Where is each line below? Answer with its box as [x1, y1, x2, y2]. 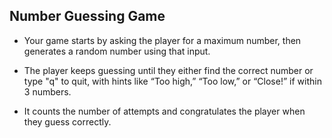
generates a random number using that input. [23, 45, 211, 57]
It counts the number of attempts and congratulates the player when [23, 105, 306, 117]
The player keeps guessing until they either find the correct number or [23, 64, 314, 76]
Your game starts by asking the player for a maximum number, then [23, 34, 302, 46]
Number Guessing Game [9, 8, 166, 25]
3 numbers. [23, 85, 72, 98]
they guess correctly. [23, 115, 112, 128]
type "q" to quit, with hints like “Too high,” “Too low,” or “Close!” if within [23, 75, 322, 87]
